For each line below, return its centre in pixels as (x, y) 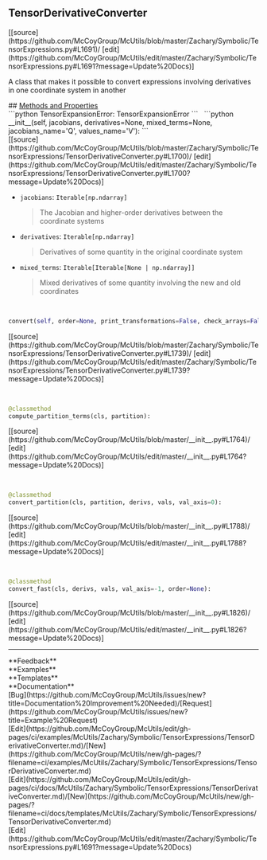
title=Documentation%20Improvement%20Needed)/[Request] (110, 703)
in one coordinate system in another (67, 90)
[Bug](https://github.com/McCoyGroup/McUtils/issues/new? (107, 694)
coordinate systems (72, 221)
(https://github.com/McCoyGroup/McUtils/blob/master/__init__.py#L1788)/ (129, 526)
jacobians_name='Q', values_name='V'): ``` (78, 131)
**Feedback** (33, 661)
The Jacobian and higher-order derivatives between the (131, 212)
